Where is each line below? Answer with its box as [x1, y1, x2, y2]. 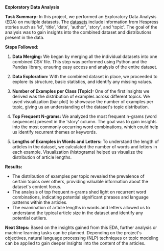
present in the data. [5, 34, 45, 40]
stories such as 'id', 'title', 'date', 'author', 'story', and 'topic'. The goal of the [5, 24, 158, 30]
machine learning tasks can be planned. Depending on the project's [5, 230, 142, 235]
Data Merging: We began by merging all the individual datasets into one [12, 54, 158, 59]
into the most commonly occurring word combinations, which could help [12, 124, 159, 130]
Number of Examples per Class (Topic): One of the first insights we [12, 88, 150, 94]
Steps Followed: [5, 44, 39, 50]
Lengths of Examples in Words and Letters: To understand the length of [12, 139, 159, 144]
